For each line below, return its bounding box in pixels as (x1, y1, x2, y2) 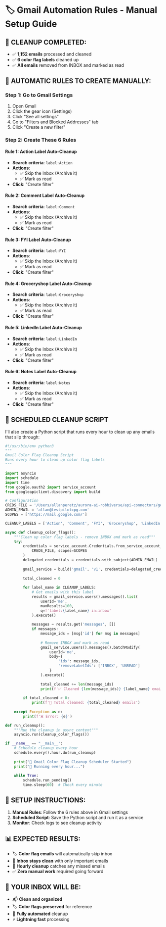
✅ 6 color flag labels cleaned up (12, 57, 79, 62)
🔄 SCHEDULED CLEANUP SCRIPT (5, 416, 109, 424)
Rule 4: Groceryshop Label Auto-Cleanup (5, 281, 92, 287)
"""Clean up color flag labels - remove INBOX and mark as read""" (14, 535, 156, 539)
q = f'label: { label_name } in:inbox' (40, 608, 112, 613)
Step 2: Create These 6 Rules (5, 136, 77, 143)
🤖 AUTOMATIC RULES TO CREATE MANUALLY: (5, 77, 152, 85)
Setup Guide (5, 18, 57, 30)
